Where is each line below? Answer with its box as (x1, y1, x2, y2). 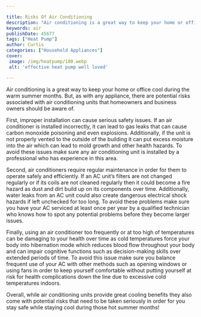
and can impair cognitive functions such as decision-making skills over (6, 248, 181, 255)
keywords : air (6, 25, 42, 31)
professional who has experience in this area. (6, 154, 118, 161)
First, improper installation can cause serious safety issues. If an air (6, 116, 172, 123)
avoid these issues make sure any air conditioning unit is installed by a (6, 148, 179, 156)
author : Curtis (6, 42, 44, 48)
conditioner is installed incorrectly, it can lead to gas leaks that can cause (6, 123, 187, 130)
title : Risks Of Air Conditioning (6, 14, 93, 20)
